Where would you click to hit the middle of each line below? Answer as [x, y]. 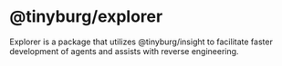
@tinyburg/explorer [86, 17]
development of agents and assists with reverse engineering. [124, 51]
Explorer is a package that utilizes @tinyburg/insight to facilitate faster [141, 42]
